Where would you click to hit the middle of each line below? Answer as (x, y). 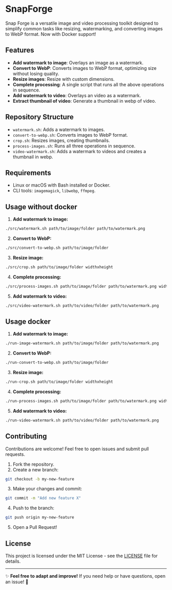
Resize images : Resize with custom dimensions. (64, 79)
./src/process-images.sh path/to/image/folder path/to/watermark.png (81, 286)
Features (20, 50)
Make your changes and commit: (47, 489)
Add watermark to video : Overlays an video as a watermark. (77, 95)
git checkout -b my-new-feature (40, 479)
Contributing (26, 437)
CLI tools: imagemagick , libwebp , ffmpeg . (54, 191)
